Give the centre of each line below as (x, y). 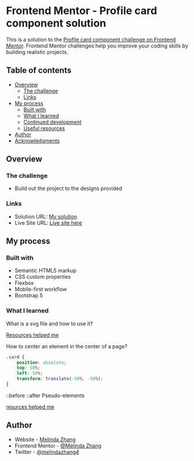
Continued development (52, 122)
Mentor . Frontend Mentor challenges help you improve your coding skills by (97, 46)
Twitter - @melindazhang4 (47, 452)
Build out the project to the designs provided (68, 188)
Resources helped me (33, 335)
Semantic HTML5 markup (45, 270)
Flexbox (24, 283)
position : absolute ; (42, 362)
